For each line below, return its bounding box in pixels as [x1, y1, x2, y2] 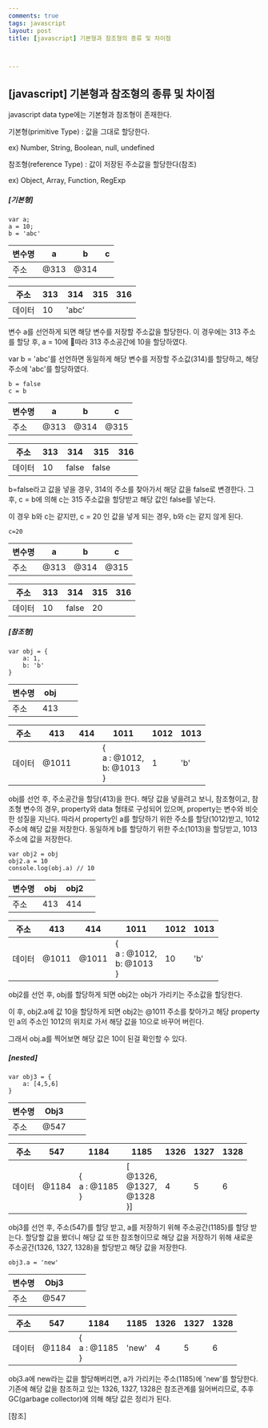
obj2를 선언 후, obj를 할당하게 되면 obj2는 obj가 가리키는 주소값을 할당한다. [8, 990, 242, 999]
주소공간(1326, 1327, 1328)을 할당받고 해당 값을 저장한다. [8, 1242, 187, 1252]
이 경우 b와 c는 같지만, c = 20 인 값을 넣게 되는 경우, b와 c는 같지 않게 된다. [8, 511, 243, 522]
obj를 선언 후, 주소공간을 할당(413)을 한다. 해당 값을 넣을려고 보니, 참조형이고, [8, 794, 250, 804]
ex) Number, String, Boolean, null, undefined [8, 143, 154, 153]
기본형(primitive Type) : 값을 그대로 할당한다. [8, 127, 150, 136]
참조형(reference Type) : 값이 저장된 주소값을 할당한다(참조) [8, 160, 198, 169]
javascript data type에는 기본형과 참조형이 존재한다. [8, 110, 172, 120]
